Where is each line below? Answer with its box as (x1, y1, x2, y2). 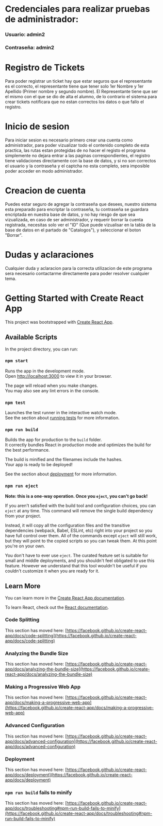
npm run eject (5, 483, 38, 489)
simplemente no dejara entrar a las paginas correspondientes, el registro (5, 152, 150, 158)
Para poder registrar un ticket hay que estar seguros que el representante (5, 78, 152, 84)
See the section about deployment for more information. (5, 471, 117, 477)
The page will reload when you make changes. (5, 383, 98, 388)
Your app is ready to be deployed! (5, 462, 73, 468)
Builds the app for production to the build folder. (5, 437, 102, 443)
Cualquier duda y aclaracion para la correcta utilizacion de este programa (5, 265, 152, 271)
